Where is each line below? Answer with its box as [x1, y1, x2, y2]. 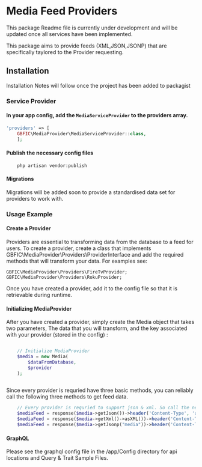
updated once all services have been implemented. [6, 30, 133, 37]
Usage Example [6, 210, 53, 218]
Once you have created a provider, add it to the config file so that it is [6, 285, 178, 292]
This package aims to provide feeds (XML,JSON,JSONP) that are [6, 42, 167, 49]
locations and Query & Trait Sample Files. [6, 454, 108, 462]
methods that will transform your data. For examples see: [6, 257, 148, 265]
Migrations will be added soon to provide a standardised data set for [6, 188, 176, 196]
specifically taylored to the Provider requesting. [6, 48, 124, 55]
